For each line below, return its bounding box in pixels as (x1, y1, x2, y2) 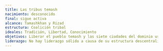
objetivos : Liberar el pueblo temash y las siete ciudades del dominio (5, 34, 153, 39)
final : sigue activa (5, 16, 47, 21)
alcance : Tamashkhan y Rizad (5, 20, 64, 26)
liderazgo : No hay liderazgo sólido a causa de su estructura (5, 39, 133, 44)
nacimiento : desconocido (5, 12, 55, 17)
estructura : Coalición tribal (5, 25, 66, 30)
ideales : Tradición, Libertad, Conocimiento (5, 30, 97, 34)
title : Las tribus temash (5, 7, 57, 12)
